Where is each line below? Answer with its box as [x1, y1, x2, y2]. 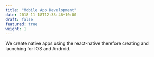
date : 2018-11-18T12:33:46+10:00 [5, 12, 77, 17]
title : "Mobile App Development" [5, 7, 77, 13]
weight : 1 [5, 26, 27, 32]
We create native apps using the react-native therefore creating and [5, 40, 149, 46]
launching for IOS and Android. [5, 46, 71, 52]
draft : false [5, 17, 33, 22]
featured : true [5, 21, 38, 27]
